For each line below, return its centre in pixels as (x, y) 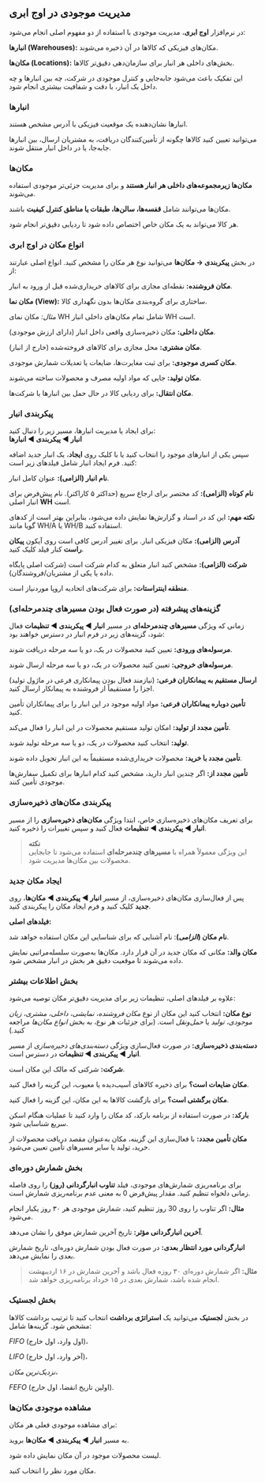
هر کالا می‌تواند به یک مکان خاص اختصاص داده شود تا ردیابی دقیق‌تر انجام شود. (124, 224)
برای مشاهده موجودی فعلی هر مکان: (63, 1425)
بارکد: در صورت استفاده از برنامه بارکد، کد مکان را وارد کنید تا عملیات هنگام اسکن (129, 1115)
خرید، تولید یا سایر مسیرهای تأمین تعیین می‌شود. (80, 1147)
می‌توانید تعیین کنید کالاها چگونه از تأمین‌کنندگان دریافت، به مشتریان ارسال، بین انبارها (133, 139)
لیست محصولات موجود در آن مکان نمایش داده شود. (85, 1455)
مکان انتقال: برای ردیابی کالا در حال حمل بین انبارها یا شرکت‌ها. (101, 393)
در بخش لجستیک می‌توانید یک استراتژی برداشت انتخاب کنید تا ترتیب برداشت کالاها (129, 1317)
